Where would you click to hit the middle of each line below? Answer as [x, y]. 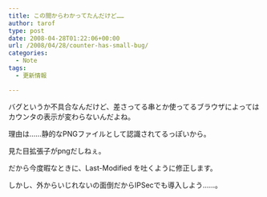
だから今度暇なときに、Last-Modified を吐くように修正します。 [113, 168]
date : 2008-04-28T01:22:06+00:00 [64, 38]
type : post [26, 31]
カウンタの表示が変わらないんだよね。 [71, 117]
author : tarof [32, 23]
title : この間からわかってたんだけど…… [66, 16]
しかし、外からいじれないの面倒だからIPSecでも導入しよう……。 [115, 185]
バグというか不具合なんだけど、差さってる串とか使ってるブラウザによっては [134, 106]
